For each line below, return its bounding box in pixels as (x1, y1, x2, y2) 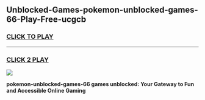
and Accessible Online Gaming (6, 87, 86, 94)
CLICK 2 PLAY (6, 55, 49, 64)
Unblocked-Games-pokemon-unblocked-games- (6, 5, 198, 15)
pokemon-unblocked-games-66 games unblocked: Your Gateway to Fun (6, 80, 195, 87)
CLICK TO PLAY (6, 33, 54, 41)
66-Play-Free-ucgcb (6, 15, 87, 25)
